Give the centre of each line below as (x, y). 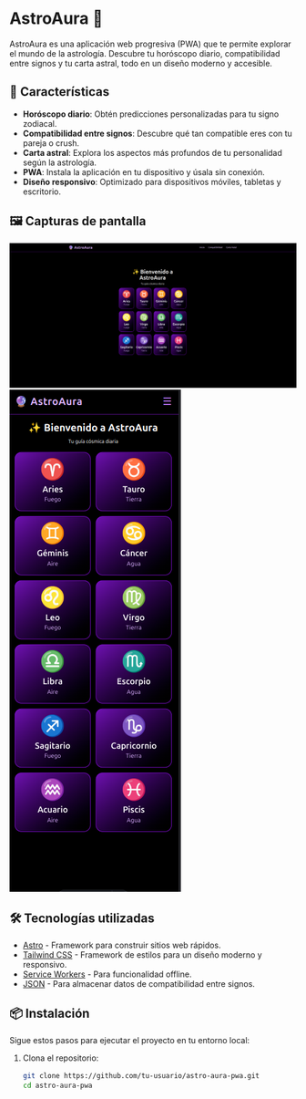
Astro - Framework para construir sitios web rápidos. (122, 945)
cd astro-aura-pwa (57, 1085)
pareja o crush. (51, 143)
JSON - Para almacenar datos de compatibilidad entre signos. (138, 983)
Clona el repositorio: (61, 1058)
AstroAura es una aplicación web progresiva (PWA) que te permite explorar (150, 44)
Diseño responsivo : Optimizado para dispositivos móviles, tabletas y (152, 181)
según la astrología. (60, 162)
